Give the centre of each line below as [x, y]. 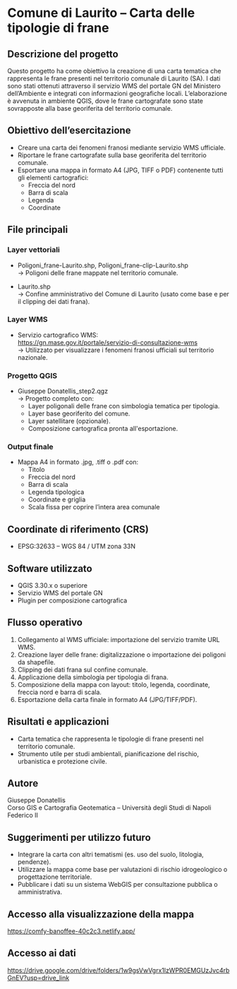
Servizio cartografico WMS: [58, 335]
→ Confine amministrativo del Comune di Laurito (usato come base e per [123, 293]
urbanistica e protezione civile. [62, 761]
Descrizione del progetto [63, 54]
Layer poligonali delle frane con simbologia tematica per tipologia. [124, 406]
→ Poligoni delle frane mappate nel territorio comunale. [98, 272]
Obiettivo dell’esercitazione [69, 131]
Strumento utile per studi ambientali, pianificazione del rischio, [108, 753]
